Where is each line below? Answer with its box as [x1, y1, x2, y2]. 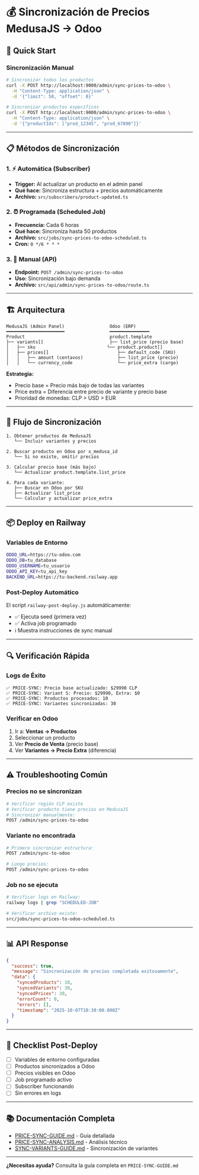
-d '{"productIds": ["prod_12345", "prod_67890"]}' [11, 121, 142, 127]
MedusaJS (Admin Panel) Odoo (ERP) [6, 323, 136, 329]
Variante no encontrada [6, 832, 76, 840]
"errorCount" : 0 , [17, 996, 60, 1002]
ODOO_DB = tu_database [6, 557, 57, 564]
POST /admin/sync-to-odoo [6, 851, 70, 857]
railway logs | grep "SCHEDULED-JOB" [6, 900, 99, 906]
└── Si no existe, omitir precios [14, 453, 99, 460]
